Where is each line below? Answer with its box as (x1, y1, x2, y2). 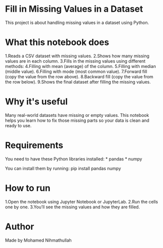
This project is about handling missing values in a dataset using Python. (5, 20, 149, 25)
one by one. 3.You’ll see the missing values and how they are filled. (5, 204, 140, 210)
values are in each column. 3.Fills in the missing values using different (5, 58, 145, 64)
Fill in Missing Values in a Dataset (5, 3, 143, 15)
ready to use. (5, 122, 32, 128)
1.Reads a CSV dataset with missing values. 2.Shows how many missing (5, 53, 150, 59)
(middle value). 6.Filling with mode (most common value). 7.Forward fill (5, 68, 147, 74)
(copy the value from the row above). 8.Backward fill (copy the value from (5, 73, 154, 79)
